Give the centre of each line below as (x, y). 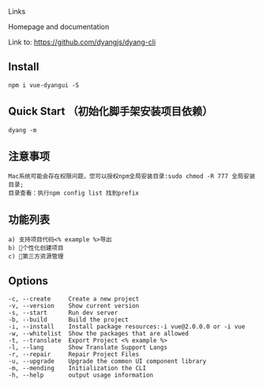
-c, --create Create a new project (74, 299)
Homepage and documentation (59, 27)
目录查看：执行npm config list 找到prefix (74, 193)
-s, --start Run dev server (63, 313)
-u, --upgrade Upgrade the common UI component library (107, 362)
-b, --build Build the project (68, 320)
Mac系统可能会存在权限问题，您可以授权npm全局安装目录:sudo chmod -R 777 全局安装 (132, 176)
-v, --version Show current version (74, 306)
